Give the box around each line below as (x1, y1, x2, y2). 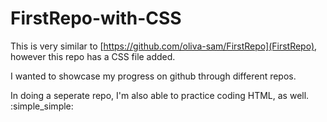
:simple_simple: (10, 100, 74, 112)
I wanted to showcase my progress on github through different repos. (10, 70, 297, 82)
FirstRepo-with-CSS (10, 7, 182, 30)
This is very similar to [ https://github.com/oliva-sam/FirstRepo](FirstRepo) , (10, 40, 318, 52)
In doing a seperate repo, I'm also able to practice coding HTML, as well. (10, 89, 310, 101)
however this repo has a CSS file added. (10, 50, 176, 62)
